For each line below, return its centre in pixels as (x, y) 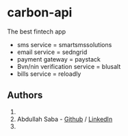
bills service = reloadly (49, 74)
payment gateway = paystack (59, 59)
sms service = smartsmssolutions (64, 44)
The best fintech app (37, 31)
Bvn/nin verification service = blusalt (69, 66)
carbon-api (40, 13)
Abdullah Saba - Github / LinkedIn (65, 119)
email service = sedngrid (52, 52)
